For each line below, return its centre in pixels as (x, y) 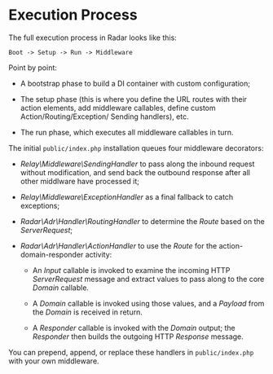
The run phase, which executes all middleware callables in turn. (127, 132)
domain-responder (52, 254)
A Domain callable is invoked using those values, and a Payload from (148, 303)
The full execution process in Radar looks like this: (92, 37)
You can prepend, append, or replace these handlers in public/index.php (131, 352)
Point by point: (33, 68)
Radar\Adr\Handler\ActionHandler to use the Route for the (119, 245)
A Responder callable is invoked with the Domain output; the (134, 328)
